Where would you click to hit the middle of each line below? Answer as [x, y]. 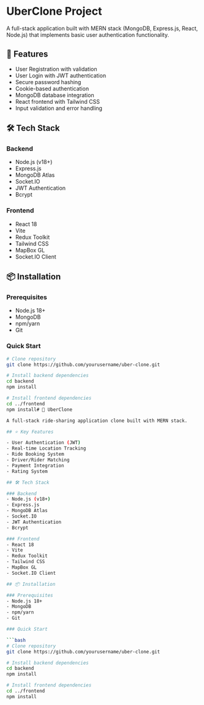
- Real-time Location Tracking [46, 449]
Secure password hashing [48, 82]
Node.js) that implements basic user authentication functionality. [88, 34]
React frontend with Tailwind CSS [57, 101]
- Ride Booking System [35, 454]
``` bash [16, 640]
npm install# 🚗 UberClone [39, 410]
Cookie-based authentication [52, 88]
